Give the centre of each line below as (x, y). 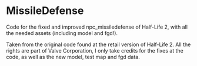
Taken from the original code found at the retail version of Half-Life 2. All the (98, 44)
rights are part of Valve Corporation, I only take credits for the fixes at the (95, 50)
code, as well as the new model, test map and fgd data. (73, 57)
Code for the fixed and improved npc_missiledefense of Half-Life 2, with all (97, 27)
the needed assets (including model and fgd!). (62, 33)
